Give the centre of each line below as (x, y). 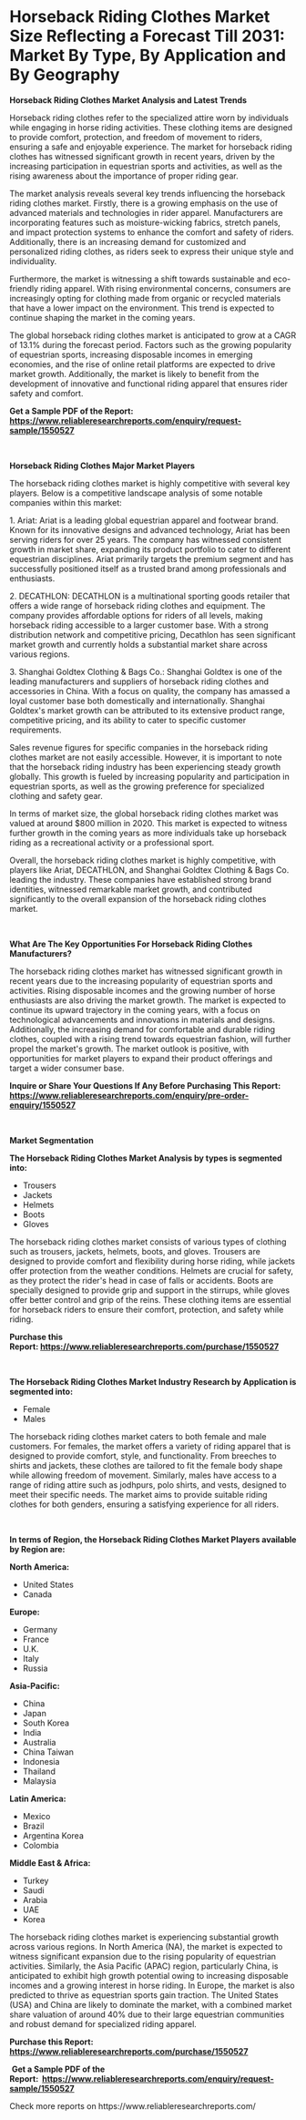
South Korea (46, 1723)
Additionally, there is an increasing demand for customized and (128, 241)
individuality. (33, 261)
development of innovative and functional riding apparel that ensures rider (149, 384)
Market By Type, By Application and (148, 56)
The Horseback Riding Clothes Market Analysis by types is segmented (146, 1158)
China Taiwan (48, 1752)
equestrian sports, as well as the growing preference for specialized (137, 786)
